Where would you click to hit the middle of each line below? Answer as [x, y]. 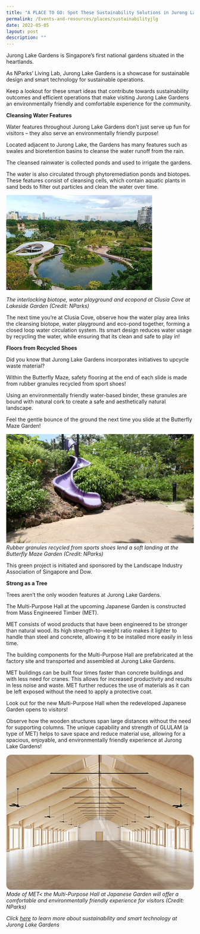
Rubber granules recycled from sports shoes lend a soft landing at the [92, 547]
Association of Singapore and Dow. [49, 572]
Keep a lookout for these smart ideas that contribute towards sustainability [98, 91]
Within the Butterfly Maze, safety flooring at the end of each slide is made [97, 378]
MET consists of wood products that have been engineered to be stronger [97, 624]
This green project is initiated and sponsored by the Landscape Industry [94, 565]
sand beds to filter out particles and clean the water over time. [82, 187]
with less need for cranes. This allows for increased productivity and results [99, 679]
